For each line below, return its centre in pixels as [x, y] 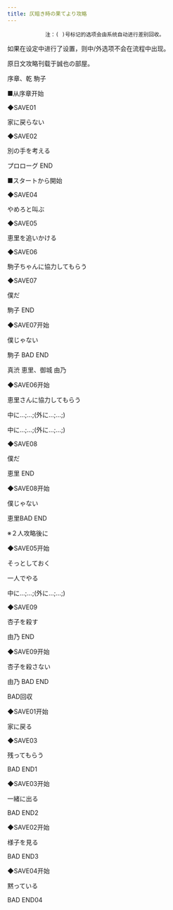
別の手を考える [29, 150]
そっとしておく [29, 563]
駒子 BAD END [28, 355]
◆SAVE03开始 [28, 783]
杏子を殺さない [29, 666]
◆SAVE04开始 [29, 871]
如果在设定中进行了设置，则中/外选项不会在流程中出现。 [89, 48]
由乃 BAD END [28, 681]
